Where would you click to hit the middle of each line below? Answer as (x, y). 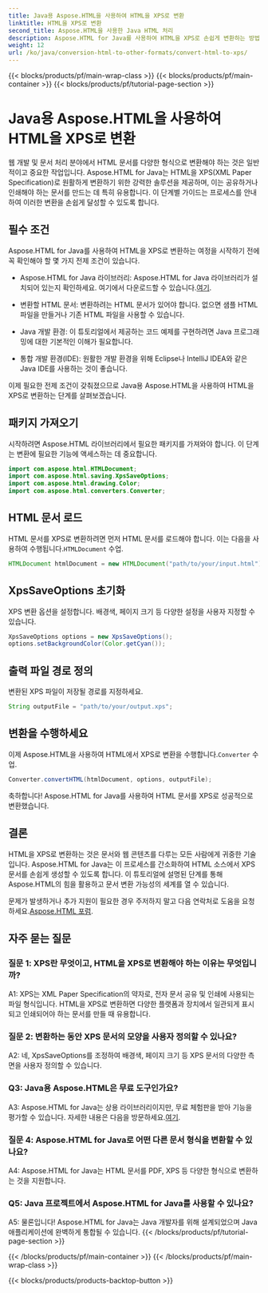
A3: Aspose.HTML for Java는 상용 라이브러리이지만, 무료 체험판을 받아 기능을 (130, 1107)
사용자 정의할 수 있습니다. (62, 1065)
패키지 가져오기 (43, 423)
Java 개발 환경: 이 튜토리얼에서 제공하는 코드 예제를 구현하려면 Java (126, 331)
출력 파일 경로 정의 (51, 670)
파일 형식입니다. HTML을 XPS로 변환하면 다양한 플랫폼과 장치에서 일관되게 (124, 1004)
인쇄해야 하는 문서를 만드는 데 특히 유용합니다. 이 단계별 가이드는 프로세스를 (125, 192)
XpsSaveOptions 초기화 (67, 591)
